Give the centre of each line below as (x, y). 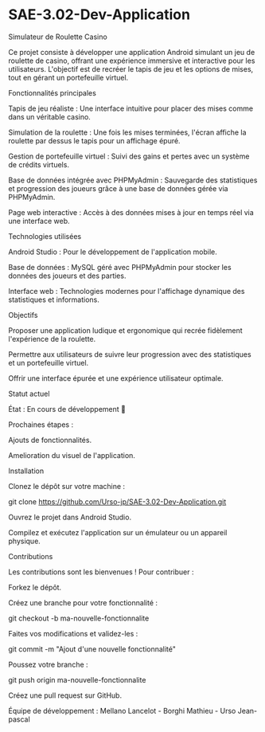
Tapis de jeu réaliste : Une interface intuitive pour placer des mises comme (131, 108)
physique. (25, 541)
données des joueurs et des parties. (67, 276)
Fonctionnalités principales (53, 92)
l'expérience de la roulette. (52, 339)
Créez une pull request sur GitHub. (65, 695)
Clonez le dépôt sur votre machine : (67, 486)
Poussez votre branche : (49, 664)
